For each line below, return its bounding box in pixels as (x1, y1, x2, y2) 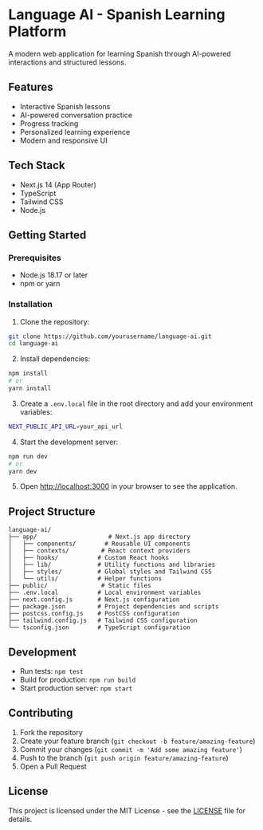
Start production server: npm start (19, 683, 133, 693)
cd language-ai (8, 340, 59, 348)
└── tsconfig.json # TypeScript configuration (8, 623, 191, 631)
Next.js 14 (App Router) (19, 179, 97, 189)
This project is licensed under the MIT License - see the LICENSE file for (8, 805, 245, 815)
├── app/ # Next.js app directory (8, 533, 191, 541)
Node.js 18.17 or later (19, 270, 88, 280)
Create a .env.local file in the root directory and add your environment (19, 399, 253, 408)
